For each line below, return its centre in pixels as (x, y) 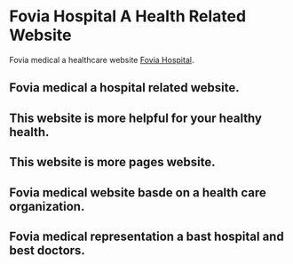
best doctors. (48, 250)
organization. (47, 206)
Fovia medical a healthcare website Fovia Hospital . (102, 60)
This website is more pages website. (112, 162)
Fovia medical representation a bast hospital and (146, 236)
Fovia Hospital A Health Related (128, 16)
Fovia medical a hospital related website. (124, 88)
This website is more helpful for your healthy (135, 118)
